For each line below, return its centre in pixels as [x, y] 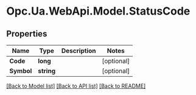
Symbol [21, 71]
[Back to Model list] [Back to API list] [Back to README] [76, 86]
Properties [27, 34]
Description [79, 51]
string [47, 71]
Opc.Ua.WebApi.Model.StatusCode [98, 11]
